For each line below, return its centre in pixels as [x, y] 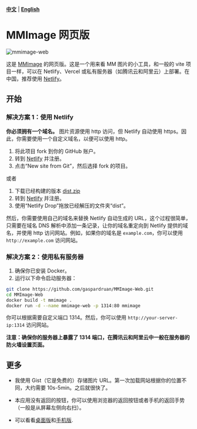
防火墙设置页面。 [27, 345]
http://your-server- [153, 318]
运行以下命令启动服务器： [46, 278]
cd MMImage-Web [25, 295]
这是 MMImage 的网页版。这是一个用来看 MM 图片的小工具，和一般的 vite [95, 64]
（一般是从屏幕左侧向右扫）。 [49, 408]
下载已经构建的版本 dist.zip [47, 191]
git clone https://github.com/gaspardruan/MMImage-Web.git [80, 289]
